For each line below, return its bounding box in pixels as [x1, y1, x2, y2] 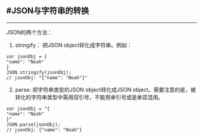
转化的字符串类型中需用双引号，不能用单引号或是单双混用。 [14, 93, 164, 101]
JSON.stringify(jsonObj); [6, 69, 71, 76]
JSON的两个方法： [6, 28, 53, 36]
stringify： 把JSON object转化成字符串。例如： [14, 41, 133, 48]
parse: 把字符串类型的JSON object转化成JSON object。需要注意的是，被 [14, 86, 196, 93]
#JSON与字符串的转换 [6, 5, 89, 16]
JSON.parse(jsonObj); [6, 121, 61, 128]
